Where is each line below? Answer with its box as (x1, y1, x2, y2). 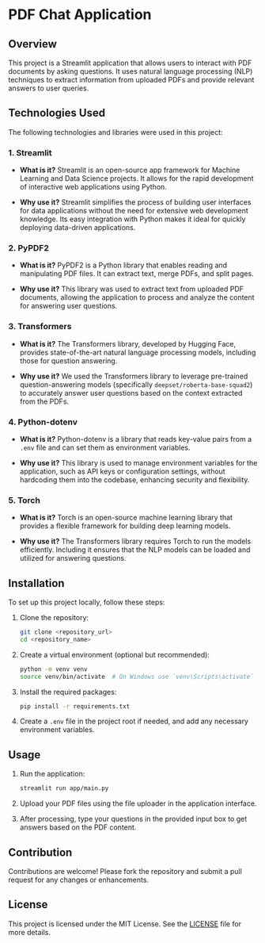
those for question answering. (19, 355, 118, 366)
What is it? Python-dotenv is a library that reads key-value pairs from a (19, 435, 252, 443)
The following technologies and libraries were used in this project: (8, 127, 223, 136)
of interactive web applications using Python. (19, 182, 168, 192)
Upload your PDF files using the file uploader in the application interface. (19, 799, 257, 808)
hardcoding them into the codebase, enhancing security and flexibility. (19, 475, 250, 485)
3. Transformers (8, 321, 72, 332)
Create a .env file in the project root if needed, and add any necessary (19, 716, 249, 726)
